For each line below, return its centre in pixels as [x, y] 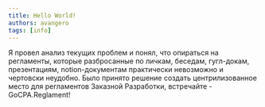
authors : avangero [39, 23]
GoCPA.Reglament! [39, 95]
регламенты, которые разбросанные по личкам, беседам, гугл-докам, [129, 61]
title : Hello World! [43, 15]
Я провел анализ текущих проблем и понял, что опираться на [113, 53]
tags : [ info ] [30, 30]
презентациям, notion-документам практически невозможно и [116, 70]
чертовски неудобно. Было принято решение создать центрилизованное [132, 78]
